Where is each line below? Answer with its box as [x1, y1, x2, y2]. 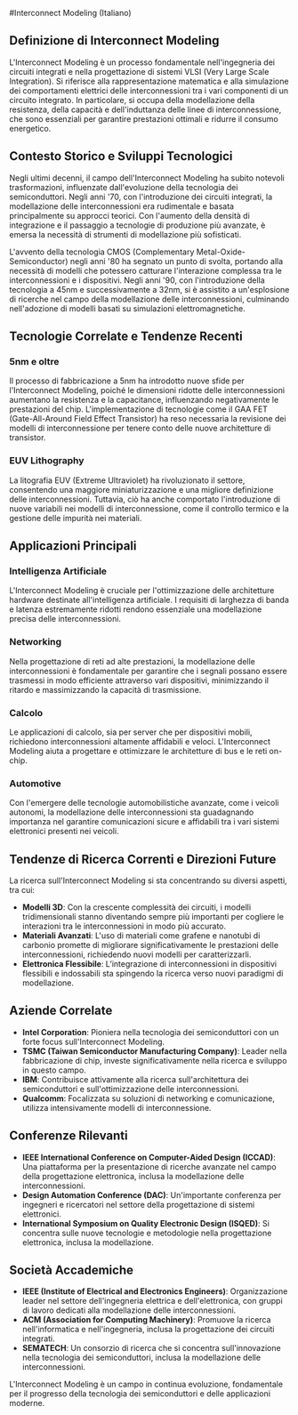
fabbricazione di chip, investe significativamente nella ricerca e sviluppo [21, 1055, 287, 1065]
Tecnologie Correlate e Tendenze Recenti [9, 329, 243, 344]
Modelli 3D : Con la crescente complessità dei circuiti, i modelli [21, 902, 252, 913]
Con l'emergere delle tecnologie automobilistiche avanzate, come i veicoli [9, 798, 279, 808]
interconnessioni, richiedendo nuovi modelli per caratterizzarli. [21, 949, 252, 960]
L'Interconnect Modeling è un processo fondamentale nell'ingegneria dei [9, 57, 276, 68]
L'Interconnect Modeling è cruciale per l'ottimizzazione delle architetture [9, 585, 275, 596]
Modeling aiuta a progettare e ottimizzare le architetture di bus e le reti [9, 745, 268, 756]
